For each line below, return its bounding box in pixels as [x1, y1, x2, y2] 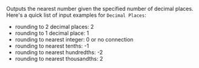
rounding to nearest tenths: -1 [15, 42, 90, 49]
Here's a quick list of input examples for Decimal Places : [6, 11, 146, 19]
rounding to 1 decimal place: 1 [15, 29, 90, 37]
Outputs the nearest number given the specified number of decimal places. [6, 5, 194, 12]
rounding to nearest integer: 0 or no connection [15, 36, 134, 43]
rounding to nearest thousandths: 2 [15, 55, 103, 62]
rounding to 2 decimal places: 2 [15, 23, 94, 30]
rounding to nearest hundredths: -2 [15, 49, 103, 56]
